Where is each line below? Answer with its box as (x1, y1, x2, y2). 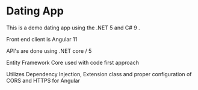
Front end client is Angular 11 (6, 35, 78, 43)
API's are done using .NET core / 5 (6, 47, 92, 55)
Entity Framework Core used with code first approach (6, 59, 140, 66)
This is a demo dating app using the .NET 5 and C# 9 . (6, 24, 140, 31)
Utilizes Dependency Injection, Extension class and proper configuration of (6, 70, 192, 77)
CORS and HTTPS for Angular (6, 77, 80, 84)
